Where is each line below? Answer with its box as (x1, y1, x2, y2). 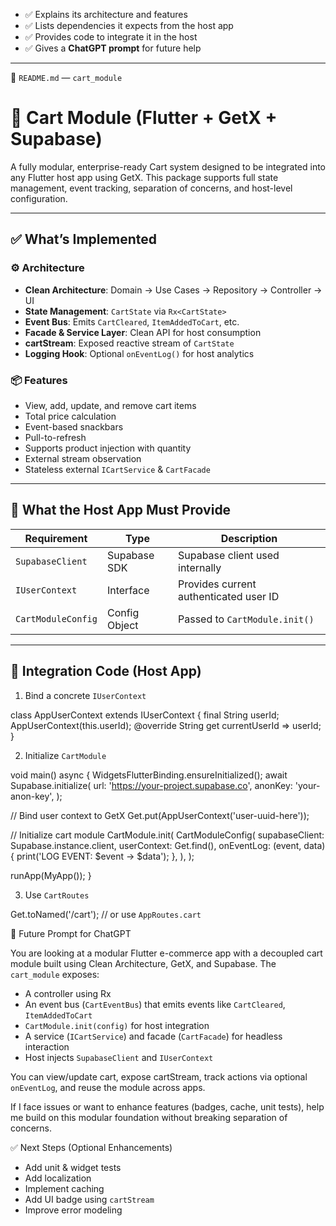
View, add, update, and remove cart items (24, 399, 197, 411)
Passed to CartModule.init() (178, 612, 315, 626)
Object (106, 618, 139, 632)
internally (178, 560, 222, 574)
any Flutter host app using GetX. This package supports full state (10, 171, 279, 183)
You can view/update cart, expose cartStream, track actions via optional (10, 1070, 308, 1083)
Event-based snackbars (24, 420, 124, 433)
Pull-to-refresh (24, 431, 87, 443)
